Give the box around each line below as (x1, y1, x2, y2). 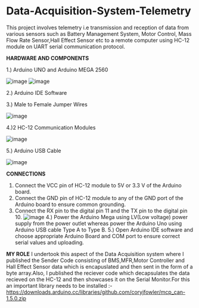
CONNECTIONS (6, 170, 46, 177)
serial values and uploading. (14, 239, 85, 246)
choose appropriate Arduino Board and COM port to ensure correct (14, 232, 181, 239)
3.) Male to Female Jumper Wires (6, 100, 88, 108)
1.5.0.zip (6, 294, 27, 302)
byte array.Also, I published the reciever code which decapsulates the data (6, 269, 190, 276)
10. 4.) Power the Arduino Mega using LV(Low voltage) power (14, 213, 188, 220)
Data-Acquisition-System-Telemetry (6, 4, 192, 18)
